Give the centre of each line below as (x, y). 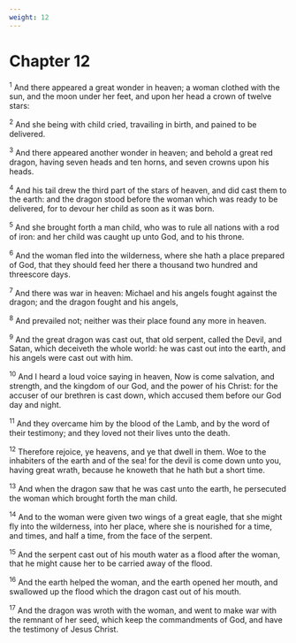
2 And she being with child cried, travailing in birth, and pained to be (133, 123)
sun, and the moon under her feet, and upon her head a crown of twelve (140, 96)
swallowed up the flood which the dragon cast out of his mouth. (125, 592)
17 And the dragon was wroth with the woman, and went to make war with (143, 609)
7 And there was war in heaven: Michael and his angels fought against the (143, 292)
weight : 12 (29, 17)
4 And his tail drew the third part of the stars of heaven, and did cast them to (148, 189)
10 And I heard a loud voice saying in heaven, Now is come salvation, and (142, 376)
